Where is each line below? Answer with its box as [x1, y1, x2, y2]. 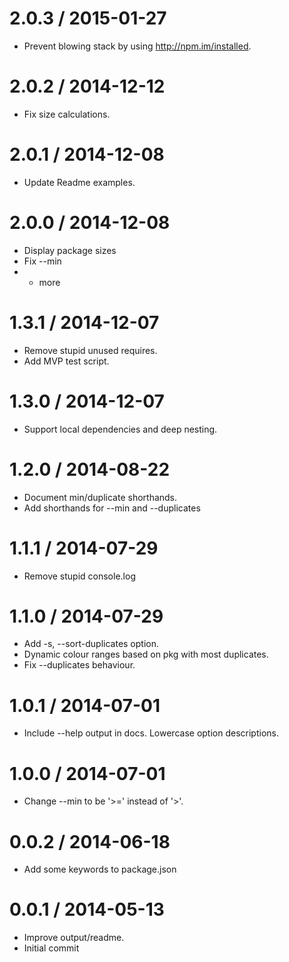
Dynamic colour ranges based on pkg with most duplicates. [23, 648, 269, 661]
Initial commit [23, 942, 80, 954]
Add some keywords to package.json [23, 863, 177, 876]
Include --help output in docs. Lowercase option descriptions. [23, 727, 279, 739]
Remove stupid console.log [23, 570, 136, 582]
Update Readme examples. [23, 176, 136, 188]
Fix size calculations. [23, 108, 111, 120]
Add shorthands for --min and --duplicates [23, 502, 201, 514]
